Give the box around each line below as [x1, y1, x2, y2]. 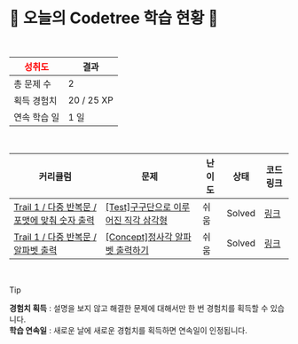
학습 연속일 [9, 324, 47, 335]
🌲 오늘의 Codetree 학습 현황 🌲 [9, 8, 219, 28]
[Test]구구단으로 [105, 200, 171, 213]
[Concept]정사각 [105, 231, 173, 243]
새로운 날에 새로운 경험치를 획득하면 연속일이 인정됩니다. [52, 324, 248, 335]
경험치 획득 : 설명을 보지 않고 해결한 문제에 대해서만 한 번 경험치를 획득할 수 [9, 302, 269, 313]
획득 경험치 [13, 94, 58, 106]
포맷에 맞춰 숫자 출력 [13, 214, 95, 226]
